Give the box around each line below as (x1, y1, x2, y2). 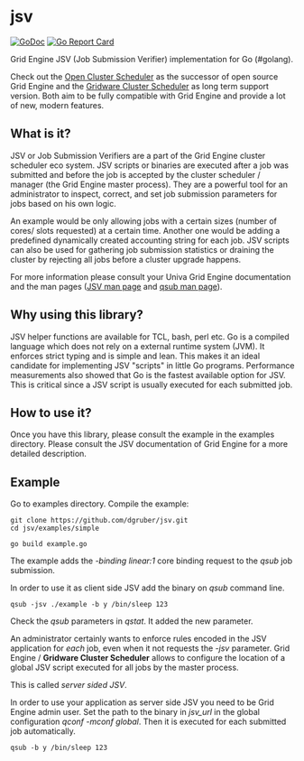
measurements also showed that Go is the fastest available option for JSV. (10, 369, 287, 380)
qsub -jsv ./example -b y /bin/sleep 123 (10, 600, 169, 609)
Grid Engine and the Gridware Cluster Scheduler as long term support (10, 80, 270, 91)
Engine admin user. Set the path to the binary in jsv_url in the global (10, 707, 261, 718)
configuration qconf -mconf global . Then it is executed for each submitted (10, 716, 287, 728)
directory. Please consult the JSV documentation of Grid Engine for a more (10, 439, 289, 450)
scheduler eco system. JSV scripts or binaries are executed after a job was (10, 160, 290, 171)
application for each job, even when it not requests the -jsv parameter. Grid (10, 643, 290, 654)
